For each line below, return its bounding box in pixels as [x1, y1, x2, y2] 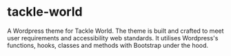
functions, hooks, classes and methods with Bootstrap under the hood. [7, 41, 209, 49]
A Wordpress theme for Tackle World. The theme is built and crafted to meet [7, 27, 224, 35]
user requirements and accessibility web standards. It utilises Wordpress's [7, 33, 219, 42]
